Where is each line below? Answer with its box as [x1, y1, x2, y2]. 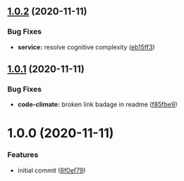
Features [7, 150, 39, 160]
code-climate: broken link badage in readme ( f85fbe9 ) [17, 100, 178, 108]
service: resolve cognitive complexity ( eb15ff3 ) [17, 42, 155, 51]
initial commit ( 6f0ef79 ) [17, 166, 86, 175]
